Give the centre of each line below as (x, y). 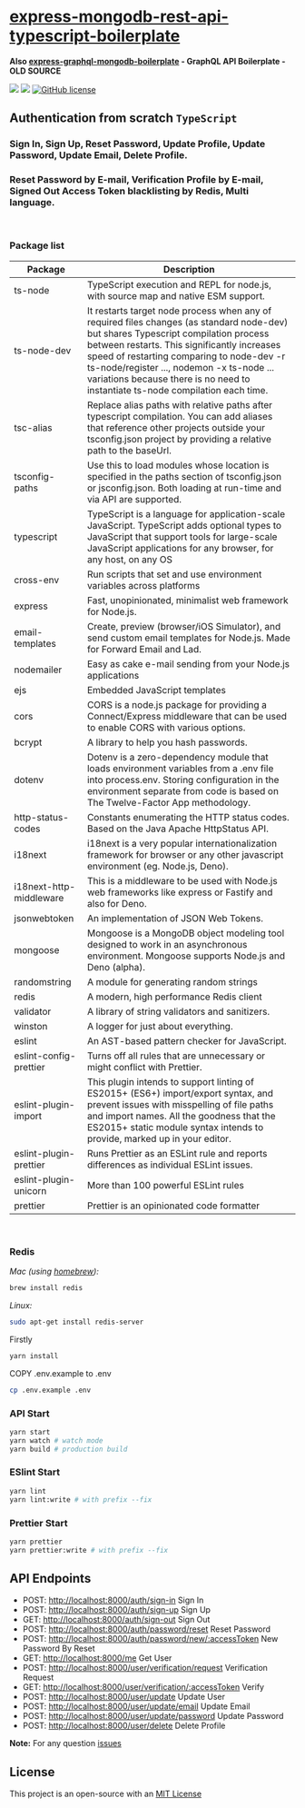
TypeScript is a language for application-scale (186, 513)
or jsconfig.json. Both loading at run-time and (184, 488)
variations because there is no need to (168, 379)
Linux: (21, 1306)
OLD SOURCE (35, 71)
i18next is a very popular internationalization (182, 843)
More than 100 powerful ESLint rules (166, 1185)
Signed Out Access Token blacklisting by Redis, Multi (129, 191)
